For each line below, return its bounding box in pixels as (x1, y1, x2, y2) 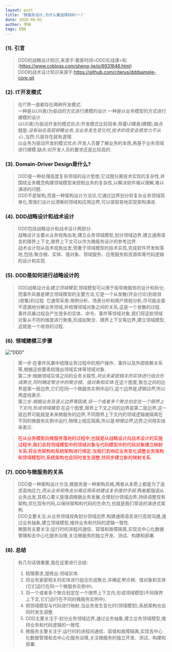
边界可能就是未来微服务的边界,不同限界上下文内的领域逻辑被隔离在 (22, 411, 163, 417)
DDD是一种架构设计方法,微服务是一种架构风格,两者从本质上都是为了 (17, 481, 161, 487)
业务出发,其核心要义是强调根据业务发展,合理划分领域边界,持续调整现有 (17, 494, 165, 500)
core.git (17, 75, 34, 81)
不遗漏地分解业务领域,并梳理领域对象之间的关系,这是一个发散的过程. (17, 304, 161, 310)
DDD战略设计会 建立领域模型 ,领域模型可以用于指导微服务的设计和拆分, (17, 284, 165, 291)
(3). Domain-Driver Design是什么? (5, 160, 91, 168)
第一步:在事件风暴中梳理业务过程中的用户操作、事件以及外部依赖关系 (17, 359, 163, 366)
